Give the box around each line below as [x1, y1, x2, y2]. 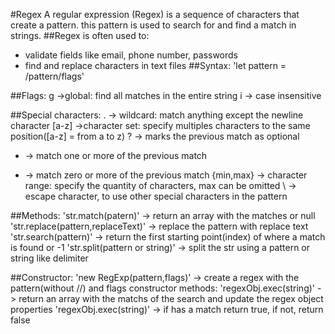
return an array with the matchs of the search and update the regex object [18, 293, 324, 304]
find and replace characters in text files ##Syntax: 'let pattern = [24, 60, 287, 71]
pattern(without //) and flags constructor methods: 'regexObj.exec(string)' [10, 282, 316, 294]
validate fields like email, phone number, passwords [24, 49, 239, 61]
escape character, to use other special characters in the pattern [24, 190, 288, 202]
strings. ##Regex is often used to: [10, 30, 150, 41]
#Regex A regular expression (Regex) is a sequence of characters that [10, 9, 300, 20]
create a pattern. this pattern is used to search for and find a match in [10, 19, 297, 31]
